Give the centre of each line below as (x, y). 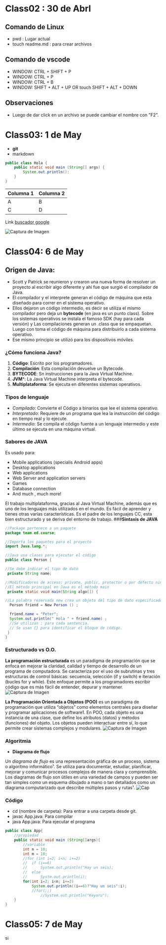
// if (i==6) (37, 863)
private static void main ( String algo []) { (53, 592)
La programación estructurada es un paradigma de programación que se (80, 660)
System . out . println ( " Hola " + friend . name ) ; (58, 619)
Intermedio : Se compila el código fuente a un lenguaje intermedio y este (85, 423)
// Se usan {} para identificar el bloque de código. (66, 628)
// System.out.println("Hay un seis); (68, 868)
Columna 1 (21, 193)
